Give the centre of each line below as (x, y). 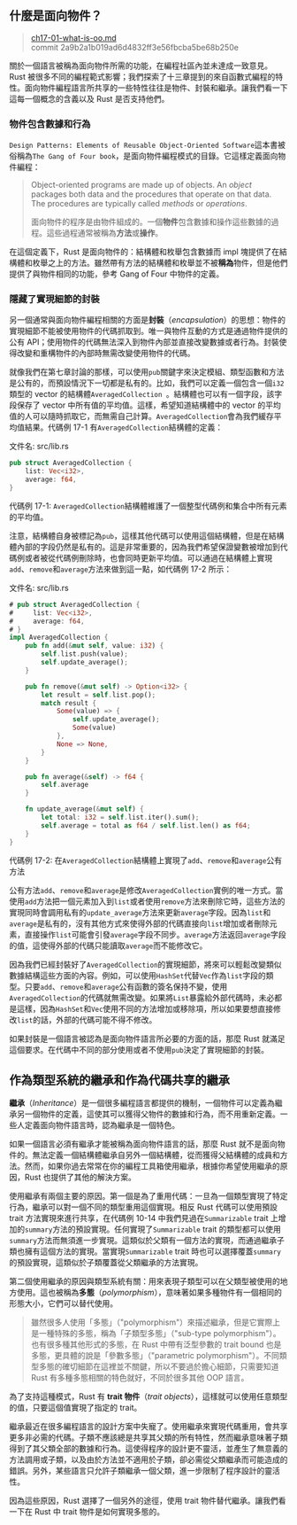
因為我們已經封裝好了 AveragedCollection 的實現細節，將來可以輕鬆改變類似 (145, 964)
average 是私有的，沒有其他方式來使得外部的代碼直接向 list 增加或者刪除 (139, 923)
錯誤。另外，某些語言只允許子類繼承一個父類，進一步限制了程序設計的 (137, 1471)
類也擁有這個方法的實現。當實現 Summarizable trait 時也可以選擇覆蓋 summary (145, 1251)
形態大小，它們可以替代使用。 (63, 1303)
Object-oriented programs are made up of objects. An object (141, 185)
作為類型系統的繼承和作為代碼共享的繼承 (119, 1080)
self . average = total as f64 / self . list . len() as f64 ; (146, 825)
